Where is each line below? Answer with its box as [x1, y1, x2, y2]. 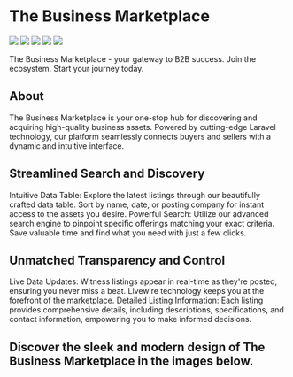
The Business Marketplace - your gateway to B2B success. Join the [9, 53, 257, 64]
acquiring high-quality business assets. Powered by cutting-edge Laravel [9, 121, 276, 132]
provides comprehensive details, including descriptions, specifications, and [9, 304, 285, 315]
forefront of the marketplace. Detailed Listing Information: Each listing [9, 295, 264, 306]
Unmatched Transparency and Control [9, 252, 226, 267]
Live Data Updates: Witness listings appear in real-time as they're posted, [9, 276, 278, 287]
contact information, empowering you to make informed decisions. [9, 314, 252, 325]
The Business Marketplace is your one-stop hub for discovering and [9, 112, 258, 123]
